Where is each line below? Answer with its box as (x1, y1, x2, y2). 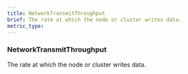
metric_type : (7, 22, 44, 29)
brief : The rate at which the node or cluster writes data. (7, 16, 183, 23)
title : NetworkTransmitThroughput (7, 10, 106, 17)
